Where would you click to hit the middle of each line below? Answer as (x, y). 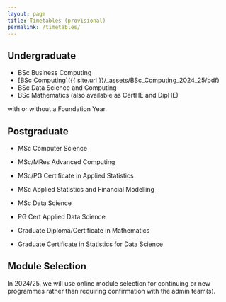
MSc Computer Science (52, 148)
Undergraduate (42, 56)
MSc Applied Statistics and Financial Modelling (86, 189)
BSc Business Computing (55, 73)
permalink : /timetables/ (44, 27)
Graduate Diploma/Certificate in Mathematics (84, 230)
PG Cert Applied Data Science (62, 217)
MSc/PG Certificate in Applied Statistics (75, 175)
